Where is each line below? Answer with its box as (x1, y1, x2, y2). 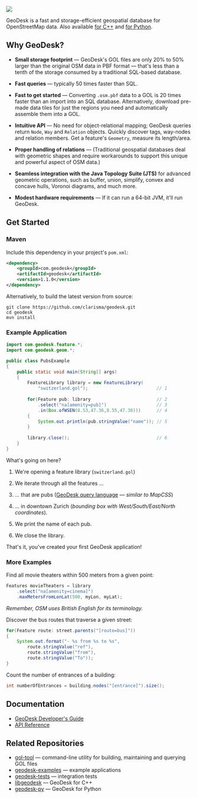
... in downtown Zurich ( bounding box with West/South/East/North (14, 503, 176, 510)
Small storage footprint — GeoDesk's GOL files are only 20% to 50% (14, 56, 184, 63)
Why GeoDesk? (6, 40, 64, 50)
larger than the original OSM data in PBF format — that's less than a (14, 62, 179, 69)
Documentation (6, 699, 65, 709)
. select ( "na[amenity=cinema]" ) (17, 588, 94, 594)
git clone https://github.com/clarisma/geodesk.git (6, 304, 136, 310)
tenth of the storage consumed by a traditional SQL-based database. (14, 68, 182, 76)
